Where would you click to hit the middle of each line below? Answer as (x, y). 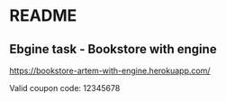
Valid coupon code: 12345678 (65, 88)
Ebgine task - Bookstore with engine (113, 49)
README (43, 16)
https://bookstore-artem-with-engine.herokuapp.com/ (110, 70)
